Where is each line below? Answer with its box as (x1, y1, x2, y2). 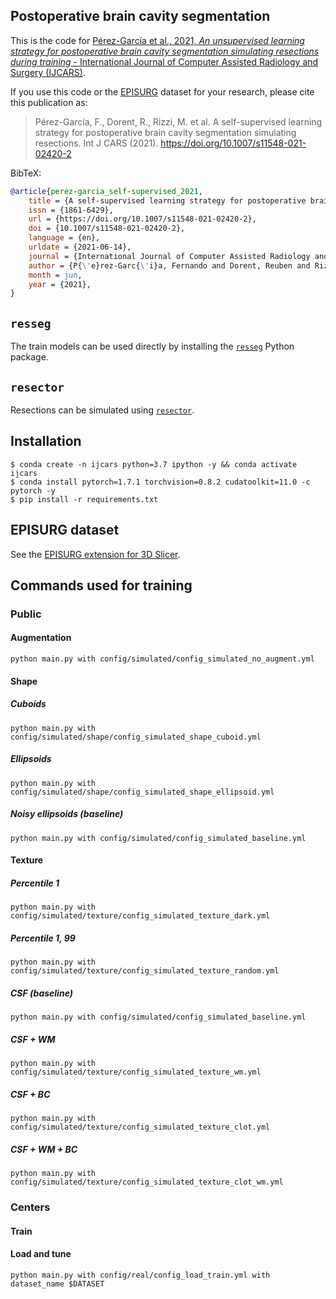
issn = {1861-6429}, (28, 205, 114, 215)
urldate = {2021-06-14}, (28, 242, 132, 253)
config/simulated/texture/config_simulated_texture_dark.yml (10, 911, 271, 921)
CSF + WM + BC (10, 1143, 78, 1155)
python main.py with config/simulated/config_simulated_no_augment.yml (10, 654, 315, 664)
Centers (10, 1200, 51, 1214)
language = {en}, (28, 233, 101, 243)
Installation (10, 433, 82, 450)
